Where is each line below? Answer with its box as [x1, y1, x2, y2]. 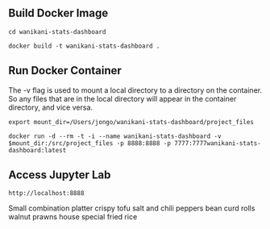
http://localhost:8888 [8, 189, 85, 198]
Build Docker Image [8, 6, 109, 20]
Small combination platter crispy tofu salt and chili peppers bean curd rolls [8, 203, 255, 213]
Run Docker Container [8, 64, 123, 77]
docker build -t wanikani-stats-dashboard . [8, 42, 160, 50]
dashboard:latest [8, 146, 67, 154]
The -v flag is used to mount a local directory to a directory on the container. [8, 85, 263, 95]
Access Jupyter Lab [8, 169, 111, 182]
